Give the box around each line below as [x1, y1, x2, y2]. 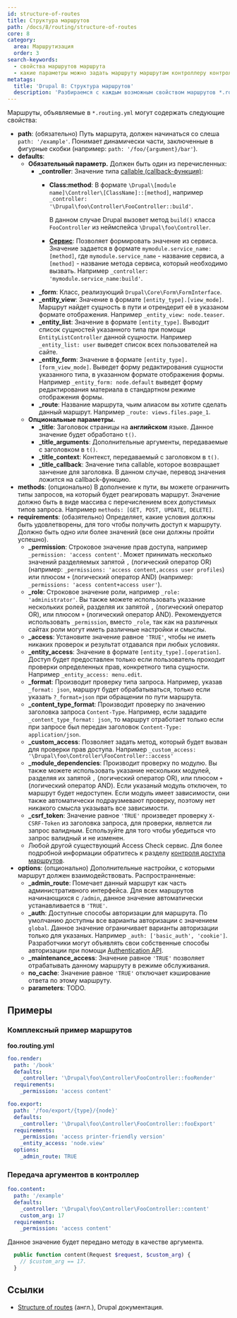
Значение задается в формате [49, 244, 141, 253]
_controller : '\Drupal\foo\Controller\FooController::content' [20, 1205, 210, 1212]
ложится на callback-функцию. [38, 476, 131, 484]
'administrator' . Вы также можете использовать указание [28, 595, 206, 604]
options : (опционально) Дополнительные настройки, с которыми [17, 864, 215, 872]
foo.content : [7, 1186, 46, 1193]
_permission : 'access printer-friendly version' [20, 1133, 166, 1140]
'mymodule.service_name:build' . [49, 274, 143, 283]
